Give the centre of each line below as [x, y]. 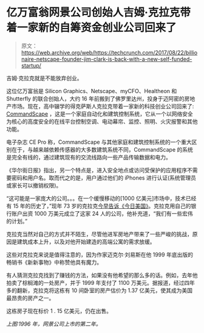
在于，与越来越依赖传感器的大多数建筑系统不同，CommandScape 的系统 [102, 149]
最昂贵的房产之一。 [30, 298]
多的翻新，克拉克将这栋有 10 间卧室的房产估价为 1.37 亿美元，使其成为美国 [100, 290]
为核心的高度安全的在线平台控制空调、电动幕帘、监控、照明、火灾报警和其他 [102, 121]
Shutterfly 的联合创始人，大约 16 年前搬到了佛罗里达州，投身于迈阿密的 [95, 99]
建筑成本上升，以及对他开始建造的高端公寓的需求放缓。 [86, 242]
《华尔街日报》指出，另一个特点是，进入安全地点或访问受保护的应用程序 [97, 170]
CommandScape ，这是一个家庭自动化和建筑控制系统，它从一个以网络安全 [100, 114]
